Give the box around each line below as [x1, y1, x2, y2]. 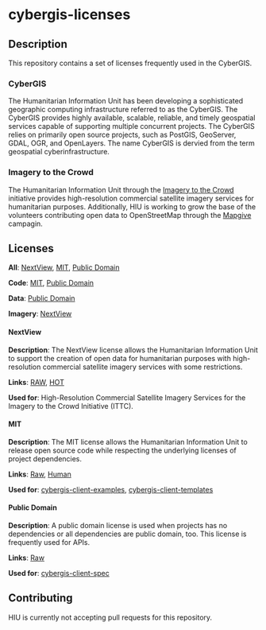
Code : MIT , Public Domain [8, 278, 94, 288]
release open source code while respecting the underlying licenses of [8, 445, 237, 455]
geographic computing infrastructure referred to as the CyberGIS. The [8, 105, 238, 115]
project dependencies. [8, 453, 82, 463]
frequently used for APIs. [8, 538, 91, 547]
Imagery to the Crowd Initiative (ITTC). [8, 401, 133, 410]
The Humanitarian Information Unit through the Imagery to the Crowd [8, 185, 234, 194]
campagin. [8, 219, 44, 228]
